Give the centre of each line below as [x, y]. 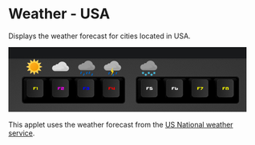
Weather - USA [59, 14]
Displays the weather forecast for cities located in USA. [99, 36]
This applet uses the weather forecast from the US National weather [121, 124]
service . [22, 133]
